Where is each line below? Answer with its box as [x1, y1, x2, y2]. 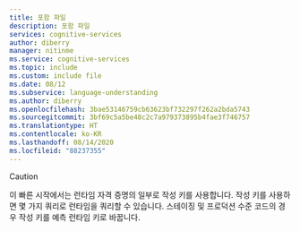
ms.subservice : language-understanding [9, 88, 159, 97]
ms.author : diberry [9, 96, 82, 106]
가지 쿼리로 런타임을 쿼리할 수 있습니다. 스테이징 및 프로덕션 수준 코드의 [28, 201, 277, 211]
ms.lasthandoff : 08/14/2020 [9, 138, 115, 147]
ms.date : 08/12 [9, 80, 66, 89]
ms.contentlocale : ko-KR [9, 130, 102, 139]
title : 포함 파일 [9, 13, 67, 22]
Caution [9, 171, 39, 182]
